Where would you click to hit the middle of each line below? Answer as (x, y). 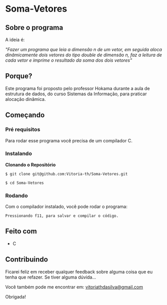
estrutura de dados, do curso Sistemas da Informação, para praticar (76, 94)
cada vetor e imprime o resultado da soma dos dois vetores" (69, 60)
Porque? (19, 76)
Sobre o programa (34, 28)
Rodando (16, 196)
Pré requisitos (23, 130)
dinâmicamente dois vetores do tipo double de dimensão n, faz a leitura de (84, 55)
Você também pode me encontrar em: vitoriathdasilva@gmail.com (74, 287)
